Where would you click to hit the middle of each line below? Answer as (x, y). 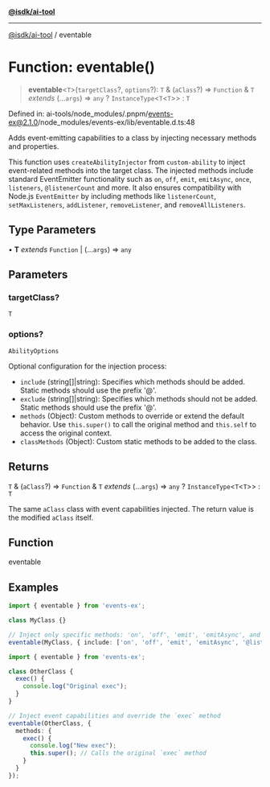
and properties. (34, 146)
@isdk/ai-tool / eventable (50, 35)
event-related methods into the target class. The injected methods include (131, 170)
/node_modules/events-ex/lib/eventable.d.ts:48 (116, 122)
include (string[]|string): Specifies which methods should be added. (132, 381)
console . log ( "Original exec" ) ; (75, 686)
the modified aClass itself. (51, 517)
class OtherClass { (41, 671)
